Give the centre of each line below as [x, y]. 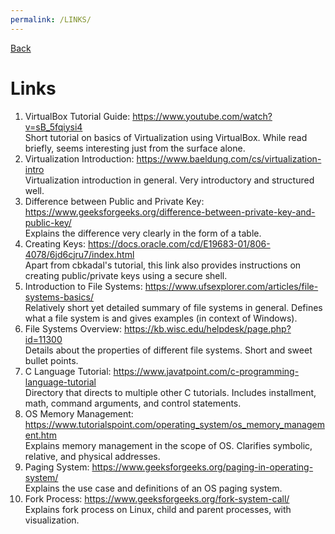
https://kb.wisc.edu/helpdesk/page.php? [207, 328]
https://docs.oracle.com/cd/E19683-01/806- [179, 243]
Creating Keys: [55, 243]
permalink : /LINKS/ [51, 19]
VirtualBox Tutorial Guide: [77, 116]
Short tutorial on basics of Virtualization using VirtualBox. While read [166, 137]
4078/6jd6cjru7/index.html [79, 254]
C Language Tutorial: [68, 371]
